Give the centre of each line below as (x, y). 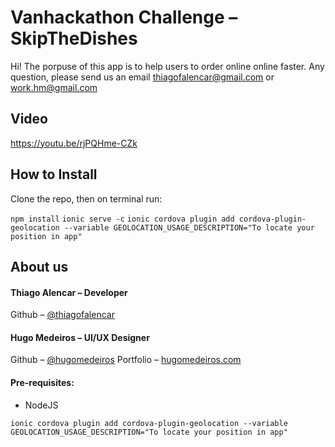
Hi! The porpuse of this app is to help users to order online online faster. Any (167, 66)
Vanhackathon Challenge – (124, 17)
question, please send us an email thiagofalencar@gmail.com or (142, 77)
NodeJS (41, 405)
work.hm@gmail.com (54, 87)
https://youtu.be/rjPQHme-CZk (74, 143)
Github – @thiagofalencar (62, 315)
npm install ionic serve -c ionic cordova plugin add (122, 219)
